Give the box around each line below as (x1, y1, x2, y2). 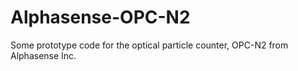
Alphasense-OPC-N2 (10, 6, 191, 29)
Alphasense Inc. (10, 49, 77, 61)
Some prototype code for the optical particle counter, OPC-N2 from (10, 39, 289, 51)
